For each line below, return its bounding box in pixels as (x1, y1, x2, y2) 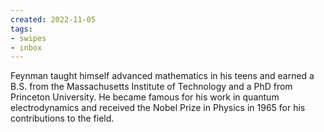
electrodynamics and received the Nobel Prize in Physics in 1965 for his (10, 102, 306, 114)
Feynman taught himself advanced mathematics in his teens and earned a (10, 70, 315, 82)
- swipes (10, 33, 47, 43)
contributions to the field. (10, 112, 115, 125)
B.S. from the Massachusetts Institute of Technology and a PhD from (10, 81, 293, 93)
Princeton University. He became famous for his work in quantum (10, 91, 280, 103)
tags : (10, 24, 33, 34)
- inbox (10, 42, 43, 53)
